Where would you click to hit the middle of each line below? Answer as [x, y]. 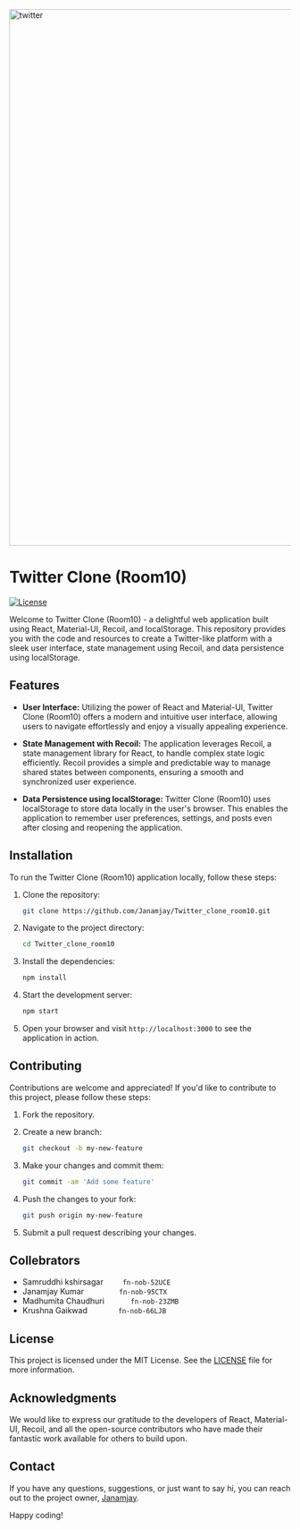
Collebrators [45, 1260]
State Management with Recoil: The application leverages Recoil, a [147, 743]
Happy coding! [37, 1515]
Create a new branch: [62, 1132]
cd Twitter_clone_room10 [68, 944]
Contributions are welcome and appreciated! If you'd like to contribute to [143, 1088]
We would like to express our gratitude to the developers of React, [131, 1419]
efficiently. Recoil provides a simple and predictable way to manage [146, 762]
